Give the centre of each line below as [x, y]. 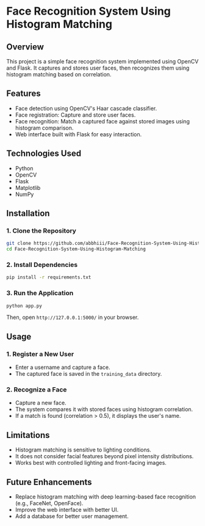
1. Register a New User [40, 354]
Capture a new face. [41, 403]
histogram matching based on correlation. [59, 74]
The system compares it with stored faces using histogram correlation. [104, 409]
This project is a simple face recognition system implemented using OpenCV [103, 61]
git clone [19, 243]
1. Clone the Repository [41, 230]
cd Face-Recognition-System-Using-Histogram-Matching [76, 249]
